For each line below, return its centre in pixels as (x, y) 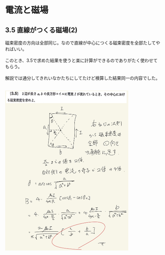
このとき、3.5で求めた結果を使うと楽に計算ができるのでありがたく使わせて (82, 60)
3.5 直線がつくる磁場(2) (41, 30)
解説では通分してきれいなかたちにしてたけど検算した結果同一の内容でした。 (82, 78)
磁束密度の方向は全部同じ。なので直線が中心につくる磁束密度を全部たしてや (83, 43)
